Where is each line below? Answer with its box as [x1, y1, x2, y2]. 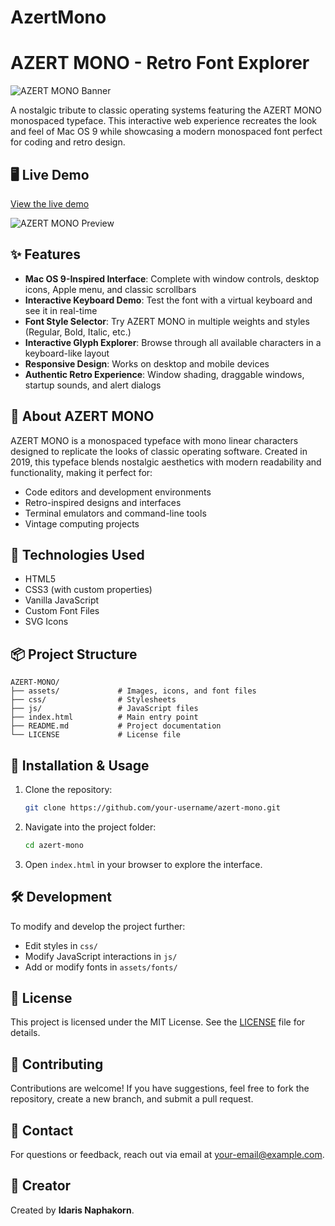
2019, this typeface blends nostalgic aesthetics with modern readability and [10, 456, 322, 468]
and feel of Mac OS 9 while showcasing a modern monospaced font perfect [10, 126, 323, 138]
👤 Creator [10, 1177, 72, 1195]
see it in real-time [24, 304, 98, 316]
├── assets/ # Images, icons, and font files [10, 686, 257, 696]
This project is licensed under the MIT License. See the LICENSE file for [10, 1016, 306, 1028]
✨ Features [10, 246, 81, 263]
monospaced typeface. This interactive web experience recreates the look [10, 115, 318, 127]
